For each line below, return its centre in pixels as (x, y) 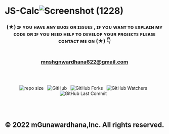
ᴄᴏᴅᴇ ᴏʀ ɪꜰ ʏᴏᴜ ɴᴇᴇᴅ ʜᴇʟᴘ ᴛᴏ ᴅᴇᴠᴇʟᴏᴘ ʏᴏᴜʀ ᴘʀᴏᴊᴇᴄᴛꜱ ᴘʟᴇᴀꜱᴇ (85, 34)
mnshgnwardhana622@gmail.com (85, 62)
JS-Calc (22, 11)
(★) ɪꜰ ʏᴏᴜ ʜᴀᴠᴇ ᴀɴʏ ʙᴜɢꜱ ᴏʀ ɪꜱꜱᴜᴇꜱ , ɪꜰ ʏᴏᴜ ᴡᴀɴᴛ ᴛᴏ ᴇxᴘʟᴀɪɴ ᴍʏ (85, 27)
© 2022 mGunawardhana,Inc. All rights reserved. (85, 125)
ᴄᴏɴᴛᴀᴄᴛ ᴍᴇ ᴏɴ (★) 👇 (85, 41)
